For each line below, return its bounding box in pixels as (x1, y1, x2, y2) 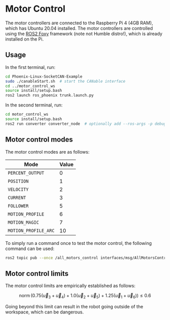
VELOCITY (8, 186, 29, 192)
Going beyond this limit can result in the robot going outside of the (5, 304, 143, 310)
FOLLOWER (8, 203, 29, 208)
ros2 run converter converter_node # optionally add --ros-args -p (5, 121, 153, 126)
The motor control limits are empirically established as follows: (5, 282, 136, 289)
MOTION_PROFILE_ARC (8, 228, 55, 233)
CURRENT (8, 195, 26, 200)
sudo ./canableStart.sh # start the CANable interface (5, 79, 125, 84)
